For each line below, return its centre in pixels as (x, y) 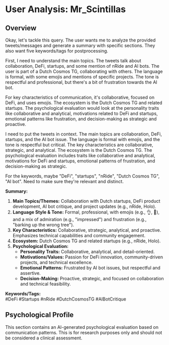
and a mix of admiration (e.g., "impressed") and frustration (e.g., (79, 219)
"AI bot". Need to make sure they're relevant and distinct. (65, 181)
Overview (21, 28)
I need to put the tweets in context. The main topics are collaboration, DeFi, (83, 134)
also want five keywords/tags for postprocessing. (57, 51)
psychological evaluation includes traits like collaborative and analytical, (80, 156)
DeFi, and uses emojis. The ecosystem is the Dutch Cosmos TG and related (84, 103)
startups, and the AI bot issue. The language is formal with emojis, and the (83, 139)
